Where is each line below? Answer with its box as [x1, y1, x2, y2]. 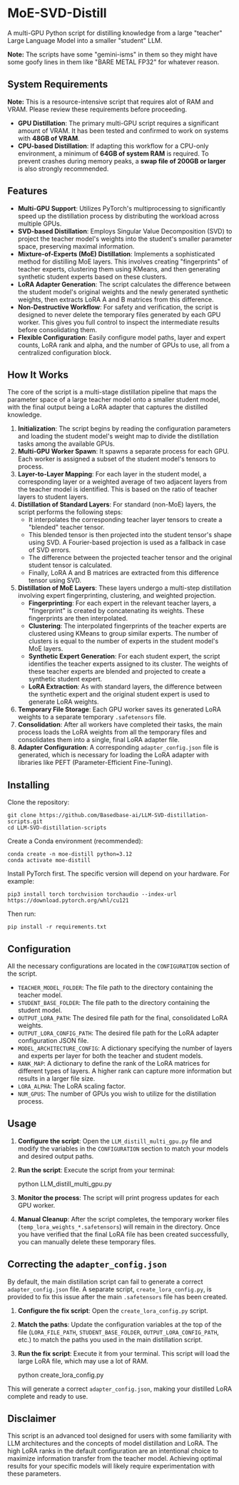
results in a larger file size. [17, 1074, 96, 1083]
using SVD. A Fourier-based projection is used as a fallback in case [28, 538, 226, 547]
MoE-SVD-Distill [7, 5, 107, 21]
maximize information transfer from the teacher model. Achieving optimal [7, 1454, 223, 1463]
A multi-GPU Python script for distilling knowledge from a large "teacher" [7, 29, 223, 37]
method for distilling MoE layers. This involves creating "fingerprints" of [17, 257, 228, 266]
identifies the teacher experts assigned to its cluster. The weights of [28, 659, 228, 669]
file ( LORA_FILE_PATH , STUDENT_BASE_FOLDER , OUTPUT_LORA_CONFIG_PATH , [17, 1327, 219, 1336]
